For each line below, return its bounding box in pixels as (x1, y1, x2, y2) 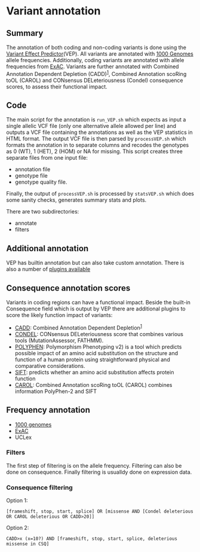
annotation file (14, 166, 51, 173)
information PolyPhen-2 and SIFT (14, 388, 97, 395)
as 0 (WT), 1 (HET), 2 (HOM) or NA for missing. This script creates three (6, 148, 183, 155)
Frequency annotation (6, 405, 91, 415)
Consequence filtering (6, 483, 73, 492)
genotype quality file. (14, 178, 67, 186)
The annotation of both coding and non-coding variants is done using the (6, 44, 187, 51)
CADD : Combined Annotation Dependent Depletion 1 (14, 323, 142, 331)
